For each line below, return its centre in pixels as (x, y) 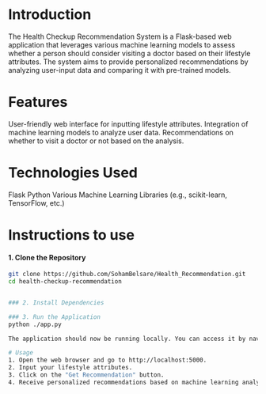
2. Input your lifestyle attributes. (70, 368)
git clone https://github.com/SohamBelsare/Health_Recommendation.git (127, 275)
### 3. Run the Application (55, 317)
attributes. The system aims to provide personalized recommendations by (128, 62)
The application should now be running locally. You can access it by (127, 339)
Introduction (50, 15)
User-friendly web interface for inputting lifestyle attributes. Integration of (128, 123)
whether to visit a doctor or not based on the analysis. (96, 141)
